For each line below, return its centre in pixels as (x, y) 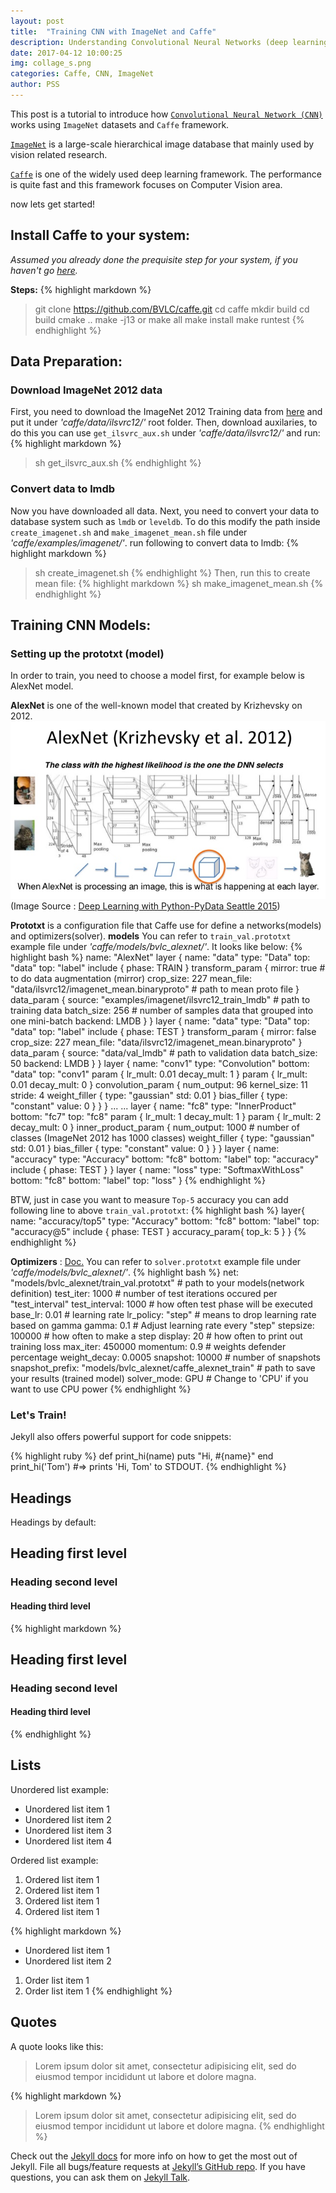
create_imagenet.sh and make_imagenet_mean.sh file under (129, 532)
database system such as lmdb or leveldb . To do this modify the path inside (165, 521)
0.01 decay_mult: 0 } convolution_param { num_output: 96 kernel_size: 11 (159, 1084)
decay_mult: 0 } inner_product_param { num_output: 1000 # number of (155, 1127)
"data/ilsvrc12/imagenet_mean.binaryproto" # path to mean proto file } (155, 989)
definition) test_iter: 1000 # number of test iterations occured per (144, 1293)
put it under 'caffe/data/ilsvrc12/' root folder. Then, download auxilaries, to (164, 422)
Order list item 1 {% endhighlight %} (98, 1991)
